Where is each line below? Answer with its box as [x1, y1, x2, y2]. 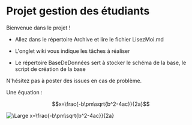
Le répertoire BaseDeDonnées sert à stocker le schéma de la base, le [14, 59, 187, 66]
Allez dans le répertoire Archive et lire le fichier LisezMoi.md [14, 35, 164, 43]
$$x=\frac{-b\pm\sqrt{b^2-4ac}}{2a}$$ [52, 100, 150, 108]
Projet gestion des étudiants [6, 4, 150, 18]
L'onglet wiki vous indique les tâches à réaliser [14, 47, 130, 55]
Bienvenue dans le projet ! [6, 24, 71, 31]
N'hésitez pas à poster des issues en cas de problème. [6, 77, 142, 84]
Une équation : [6, 88, 43, 96]
